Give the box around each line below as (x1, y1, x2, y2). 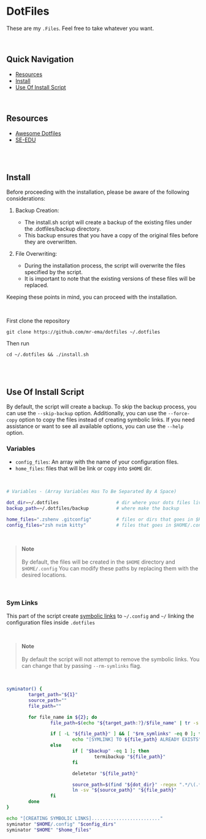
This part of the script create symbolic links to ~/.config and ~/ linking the (6, 612, 194, 620)
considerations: (6, 195, 46, 202)
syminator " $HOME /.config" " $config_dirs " (6, 821, 116, 827)
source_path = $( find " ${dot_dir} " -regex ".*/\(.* (72, 781, 202, 787)
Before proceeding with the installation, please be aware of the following (6, 188, 189, 196)
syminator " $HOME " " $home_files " (6, 827, 92, 833)
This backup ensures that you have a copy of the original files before (24, 232, 199, 239)
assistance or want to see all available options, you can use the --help (6, 423, 184, 430)
